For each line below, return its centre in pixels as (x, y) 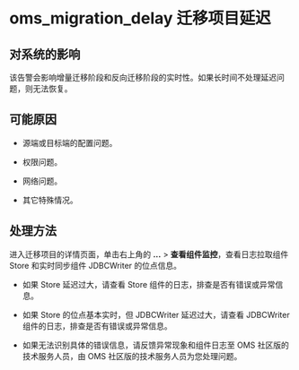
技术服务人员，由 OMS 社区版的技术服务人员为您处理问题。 (132, 356)
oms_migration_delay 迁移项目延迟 (140, 18)
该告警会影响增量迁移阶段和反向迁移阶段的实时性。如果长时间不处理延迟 (143, 77)
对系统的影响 (45, 54)
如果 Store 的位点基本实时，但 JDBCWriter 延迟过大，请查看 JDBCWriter (156, 314)
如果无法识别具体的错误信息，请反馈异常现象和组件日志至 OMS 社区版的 (156, 345)
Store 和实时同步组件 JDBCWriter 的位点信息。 (96, 265)
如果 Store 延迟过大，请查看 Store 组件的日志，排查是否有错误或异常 (149, 284)
